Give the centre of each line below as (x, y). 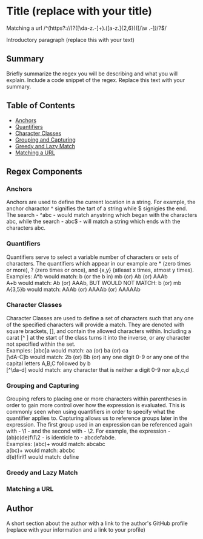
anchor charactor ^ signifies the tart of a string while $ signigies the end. (97, 208)
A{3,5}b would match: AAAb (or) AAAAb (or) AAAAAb (73, 289)
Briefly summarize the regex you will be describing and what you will (92, 74)
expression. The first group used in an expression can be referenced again (99, 425)
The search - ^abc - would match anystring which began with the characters (102, 215)
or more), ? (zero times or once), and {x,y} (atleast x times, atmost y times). (100, 270)
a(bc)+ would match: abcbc (41, 450)
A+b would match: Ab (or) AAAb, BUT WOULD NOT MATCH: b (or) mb (94, 283)
